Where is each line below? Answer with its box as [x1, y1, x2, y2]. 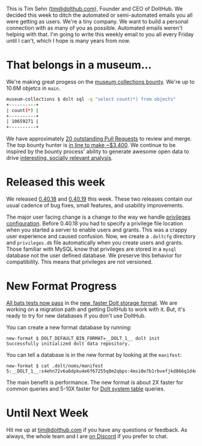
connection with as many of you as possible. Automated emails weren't [6, 24, 183, 31]
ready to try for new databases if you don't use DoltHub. [6, 312, 146, 319]
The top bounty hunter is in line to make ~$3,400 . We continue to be [6, 142, 176, 149]
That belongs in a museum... [6, 58, 152, 72]
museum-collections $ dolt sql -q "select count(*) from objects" [6, 96, 176, 102]
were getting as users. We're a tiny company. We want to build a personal [6, 18, 189, 25]
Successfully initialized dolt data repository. [6, 341, 130, 347]
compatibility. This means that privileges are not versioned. [6, 259, 153, 266]
